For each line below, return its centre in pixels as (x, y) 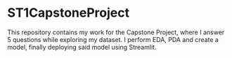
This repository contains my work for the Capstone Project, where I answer (116, 32)
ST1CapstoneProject (69, 13)
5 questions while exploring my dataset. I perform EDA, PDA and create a (113, 39)
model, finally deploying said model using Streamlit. (82, 47)
